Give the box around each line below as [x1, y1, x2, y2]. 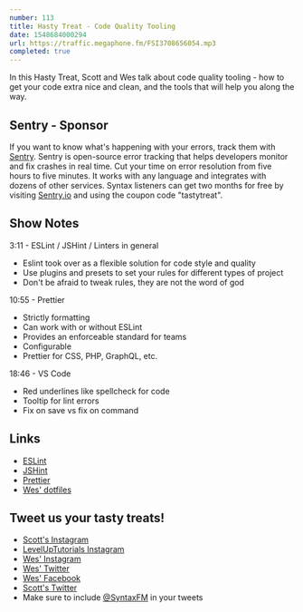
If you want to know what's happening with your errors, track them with [9, 141, 276, 152]
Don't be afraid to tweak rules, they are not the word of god [22, 277, 244, 287]
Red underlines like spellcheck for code [22, 385, 170, 396]
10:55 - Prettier [9, 294, 65, 305]
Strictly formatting [22, 312, 90, 323]
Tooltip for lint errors [22, 395, 99, 406]
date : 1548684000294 [9, 30, 88, 39]
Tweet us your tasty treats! [9, 510, 166, 526]
